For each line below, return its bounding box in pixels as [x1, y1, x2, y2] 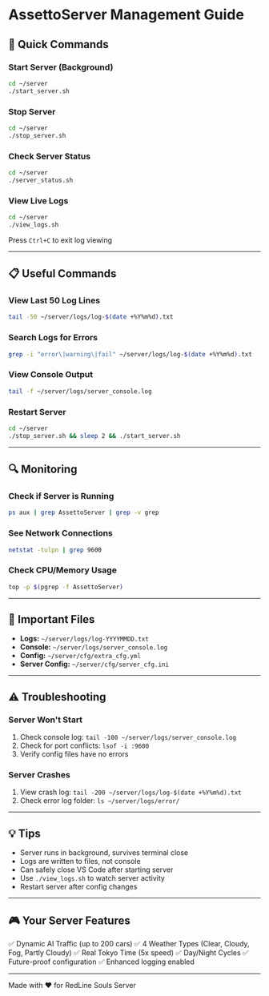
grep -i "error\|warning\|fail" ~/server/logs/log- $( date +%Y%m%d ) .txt [8, 350, 252, 358]
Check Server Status [8, 151, 90, 162]
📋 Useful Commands [8, 267, 117, 281]
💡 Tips [8, 826, 42, 840]
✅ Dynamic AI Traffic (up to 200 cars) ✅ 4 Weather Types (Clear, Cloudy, [8, 939, 250, 949]
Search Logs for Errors [8, 332, 98, 343]
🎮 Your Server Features [8, 914, 130, 927]
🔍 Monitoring [8, 463, 78, 476]
